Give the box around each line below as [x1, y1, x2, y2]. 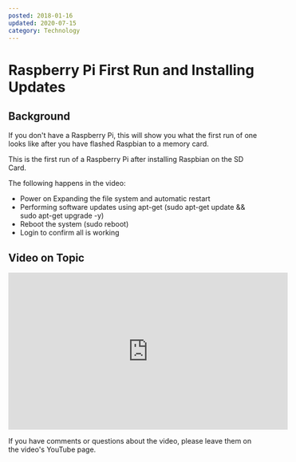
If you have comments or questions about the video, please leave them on [8, 436, 252, 446]
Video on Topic [8, 251, 85, 264]
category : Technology [8, 26, 81, 34]
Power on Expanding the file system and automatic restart [19, 194, 211, 203]
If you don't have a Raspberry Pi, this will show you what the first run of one [8, 131, 258, 140]
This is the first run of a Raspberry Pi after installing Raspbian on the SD [8, 155, 244, 164]
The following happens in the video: [8, 179, 126, 188]
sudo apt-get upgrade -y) [19, 211, 105, 220]
